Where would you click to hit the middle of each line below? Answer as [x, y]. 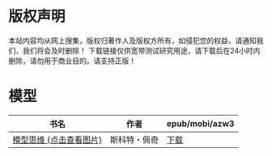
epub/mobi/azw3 [200, 124]
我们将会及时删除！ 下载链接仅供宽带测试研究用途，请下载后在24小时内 [141, 50]
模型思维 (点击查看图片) [57, 140]
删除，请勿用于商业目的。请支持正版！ [72, 61]
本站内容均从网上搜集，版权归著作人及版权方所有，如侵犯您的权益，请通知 [132, 40]
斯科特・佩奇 [134, 140]
